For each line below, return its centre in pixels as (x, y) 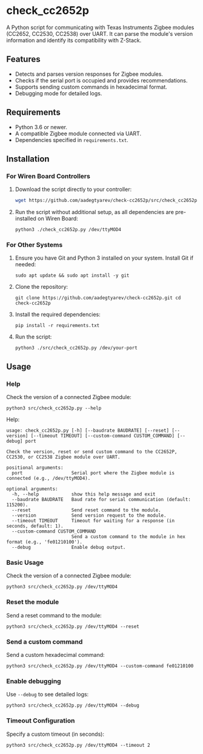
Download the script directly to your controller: (73, 189)
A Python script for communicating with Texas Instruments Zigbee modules (100, 27)
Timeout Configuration (41, 721)
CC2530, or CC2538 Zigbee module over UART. (63, 457)
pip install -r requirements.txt (57, 326)
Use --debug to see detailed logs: (48, 695)
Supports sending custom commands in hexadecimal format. (91, 87)
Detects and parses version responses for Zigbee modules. (89, 74)
